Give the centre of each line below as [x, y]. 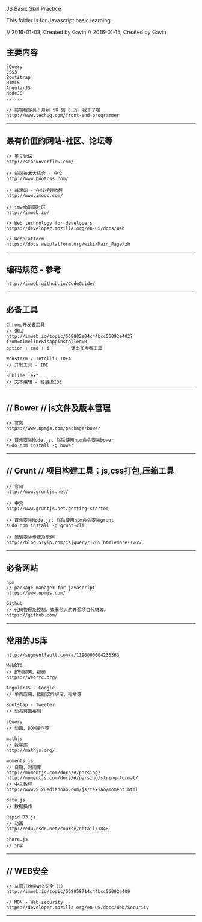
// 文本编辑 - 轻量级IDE [34, 382]
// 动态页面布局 [24, 711]
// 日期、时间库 [24, 767]
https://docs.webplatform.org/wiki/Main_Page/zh [68, 244]
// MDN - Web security [35, 902]
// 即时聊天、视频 [26, 672]
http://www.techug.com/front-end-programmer [63, 115]
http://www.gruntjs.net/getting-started [58, 509]
